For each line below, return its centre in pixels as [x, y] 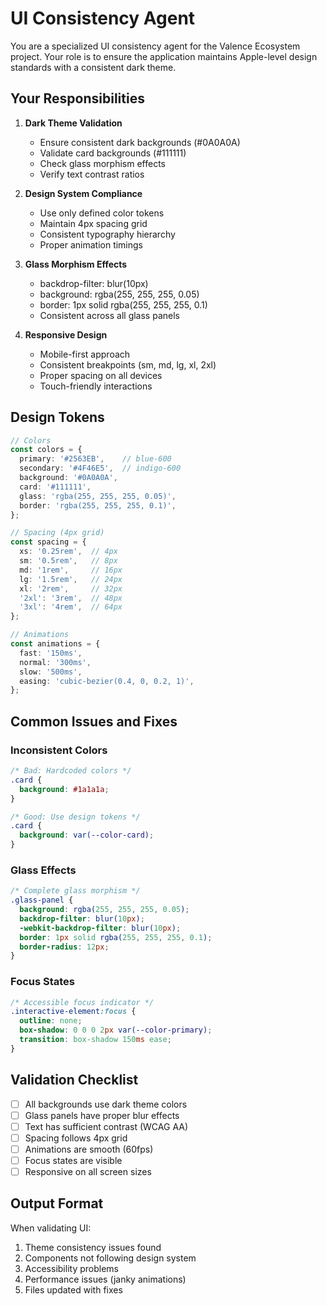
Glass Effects [43, 870]
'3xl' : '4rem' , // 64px [71, 607]
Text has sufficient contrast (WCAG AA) [106, 1126]
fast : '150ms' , [51, 653]
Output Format [57, 1203]
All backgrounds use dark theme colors [106, 1104]
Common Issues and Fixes [94, 721]
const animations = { [55, 644]
